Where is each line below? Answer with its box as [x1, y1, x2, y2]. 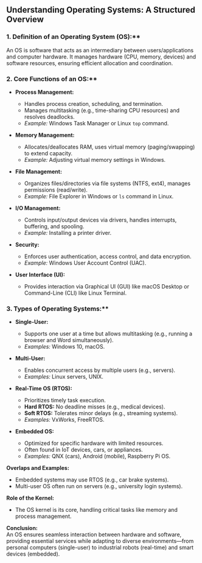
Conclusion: [6, 525, 38, 532]
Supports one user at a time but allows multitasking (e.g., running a [24, 330, 193, 337]
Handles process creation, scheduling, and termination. [24, 100, 163, 107]
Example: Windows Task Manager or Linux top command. [24, 119, 169, 127]
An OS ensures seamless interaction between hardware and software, [6, 531, 182, 538]
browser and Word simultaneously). [24, 337, 114, 344]
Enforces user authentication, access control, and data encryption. [24, 253, 192, 260]
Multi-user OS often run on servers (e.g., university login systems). [15, 483, 183, 490]
